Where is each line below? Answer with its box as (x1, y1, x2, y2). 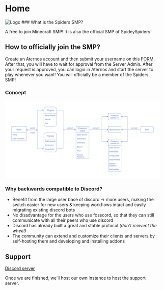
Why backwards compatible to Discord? (5, 185, 103, 192)
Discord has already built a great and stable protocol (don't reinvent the (12, 223, 157, 229)
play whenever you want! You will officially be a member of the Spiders (5, 72, 149, 78)
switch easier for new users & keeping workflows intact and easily (12, 202, 146, 208)
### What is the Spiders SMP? (21, 19, 83, 25)
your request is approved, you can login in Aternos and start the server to (5, 66, 154, 72)
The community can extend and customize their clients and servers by (12, 233, 155, 239)
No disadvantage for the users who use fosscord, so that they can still (12, 212, 155, 218)
